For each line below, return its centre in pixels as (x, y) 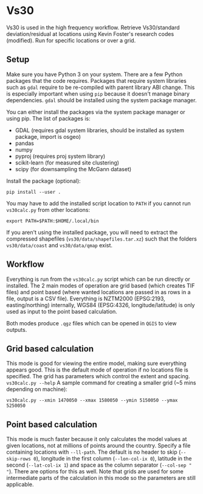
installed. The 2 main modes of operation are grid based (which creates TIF (101, 285)
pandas (25, 143)
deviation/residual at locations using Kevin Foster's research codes (90, 34)
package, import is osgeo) (48, 136)
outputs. (17, 330)
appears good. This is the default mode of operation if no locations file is (97, 370)
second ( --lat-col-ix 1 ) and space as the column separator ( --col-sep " (99, 465)
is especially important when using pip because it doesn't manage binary (98, 94)
